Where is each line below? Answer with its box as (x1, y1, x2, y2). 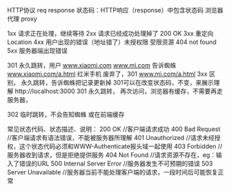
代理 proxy (7, 14, 38, 23)
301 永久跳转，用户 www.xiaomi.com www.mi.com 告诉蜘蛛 (7, 61, 177, 69)
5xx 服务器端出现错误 (7, 47, 68, 54)
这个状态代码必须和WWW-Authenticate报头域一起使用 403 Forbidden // (19, 142, 223, 150)
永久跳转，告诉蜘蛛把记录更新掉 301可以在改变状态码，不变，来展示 (20, 79, 214, 86)
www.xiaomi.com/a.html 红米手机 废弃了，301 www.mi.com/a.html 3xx (7, 70, 208, 78)
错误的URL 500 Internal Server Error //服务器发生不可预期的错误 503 (19, 159, 213, 168)
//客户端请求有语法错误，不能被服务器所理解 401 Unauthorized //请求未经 (7, 134, 215, 141)
